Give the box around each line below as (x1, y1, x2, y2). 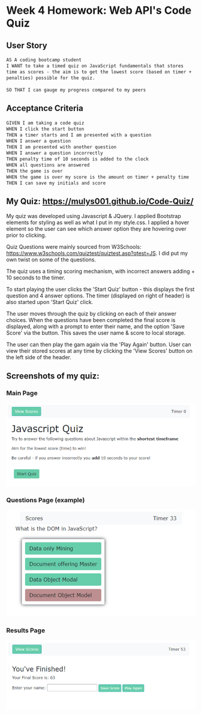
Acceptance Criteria (6, 103, 83, 114)
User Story (6, 40, 47, 50)
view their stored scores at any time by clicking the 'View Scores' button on (6, 347, 193, 354)
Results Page (6, 626, 46, 634)
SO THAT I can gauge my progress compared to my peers (6, 87, 146, 93)
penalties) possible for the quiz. (6, 75, 95, 81)
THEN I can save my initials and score (6, 180, 106, 186)
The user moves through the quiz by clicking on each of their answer (6, 310, 177, 317)
